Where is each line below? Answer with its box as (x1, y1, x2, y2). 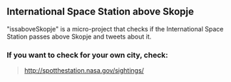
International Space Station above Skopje (6, 6, 194, 18)
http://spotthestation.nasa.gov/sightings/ (24, 66, 144, 75)
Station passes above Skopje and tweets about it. (6, 32, 152, 41)
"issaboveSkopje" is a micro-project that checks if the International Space (6, 24, 224, 33)
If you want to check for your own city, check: (6, 50, 168, 60)
